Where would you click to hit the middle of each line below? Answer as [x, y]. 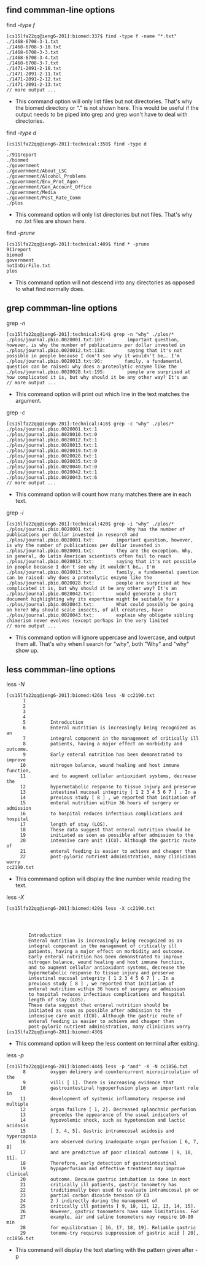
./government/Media [31, 192]
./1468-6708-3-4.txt [33, 58]
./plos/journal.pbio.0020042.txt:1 [52, 472]
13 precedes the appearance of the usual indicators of [104, 1115]
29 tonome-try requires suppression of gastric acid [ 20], [110, 1233]
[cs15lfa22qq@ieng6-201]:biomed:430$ [55, 1032]
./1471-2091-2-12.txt [34, 79]
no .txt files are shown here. [51, 221]
